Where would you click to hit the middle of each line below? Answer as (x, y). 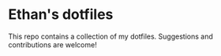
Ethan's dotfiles (61, 15)
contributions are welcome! (52, 44)
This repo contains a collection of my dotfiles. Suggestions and (110, 36)
